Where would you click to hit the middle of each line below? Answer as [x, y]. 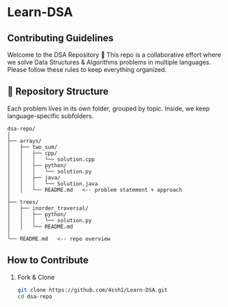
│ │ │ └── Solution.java [53, 184]
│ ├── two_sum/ [32, 147]
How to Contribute [48, 260]
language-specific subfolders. [51, 115]
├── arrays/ [24, 141]
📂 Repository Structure [58, 92]
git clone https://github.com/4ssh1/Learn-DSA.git [92, 290]
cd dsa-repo [35, 297]
